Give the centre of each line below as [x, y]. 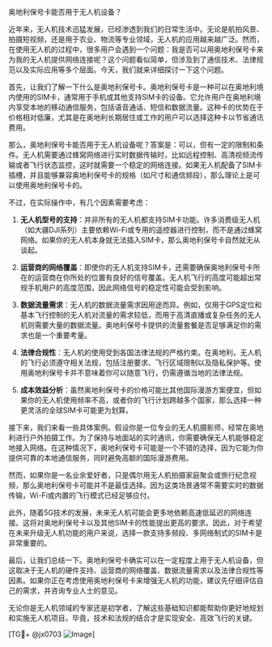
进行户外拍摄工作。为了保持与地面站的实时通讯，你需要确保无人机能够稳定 [139, 437]
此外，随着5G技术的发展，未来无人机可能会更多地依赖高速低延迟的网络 [127, 512]
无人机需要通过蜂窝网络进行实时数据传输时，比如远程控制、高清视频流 [139, 155]
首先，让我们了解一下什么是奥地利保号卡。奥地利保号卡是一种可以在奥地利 [132, 87]
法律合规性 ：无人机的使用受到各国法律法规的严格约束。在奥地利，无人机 [140, 352]
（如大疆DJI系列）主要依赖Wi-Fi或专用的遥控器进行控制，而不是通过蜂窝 [141, 230]
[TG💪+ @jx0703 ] [52, 634]
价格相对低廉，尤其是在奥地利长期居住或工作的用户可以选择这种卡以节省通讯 [136, 117]
